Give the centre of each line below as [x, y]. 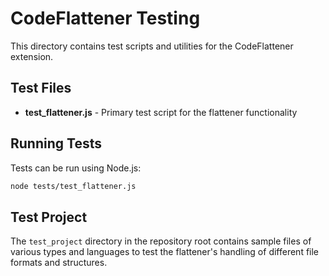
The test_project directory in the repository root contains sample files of [161, 241]
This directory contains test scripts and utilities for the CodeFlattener [152, 46]
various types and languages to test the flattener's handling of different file [165, 252]
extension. [32, 56]
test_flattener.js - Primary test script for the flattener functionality [161, 112]
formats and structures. [59, 263]
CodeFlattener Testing [105, 18]
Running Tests [56, 143]
